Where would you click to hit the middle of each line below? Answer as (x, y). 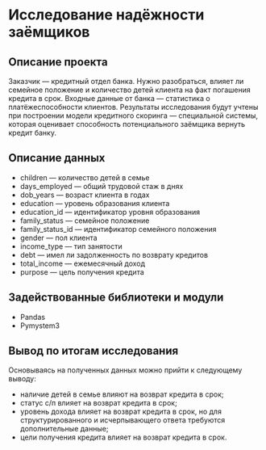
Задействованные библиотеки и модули (116, 298)
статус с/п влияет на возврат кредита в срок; (98, 403)
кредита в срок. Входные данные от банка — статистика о (110, 98)
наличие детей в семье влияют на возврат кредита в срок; (122, 394)
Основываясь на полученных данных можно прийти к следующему (125, 370)
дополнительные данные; (64, 429)
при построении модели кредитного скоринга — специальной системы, (133, 116)
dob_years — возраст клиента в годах (85, 195)
